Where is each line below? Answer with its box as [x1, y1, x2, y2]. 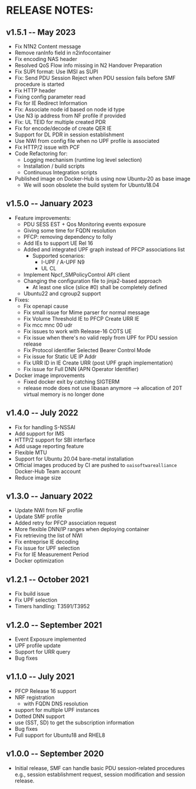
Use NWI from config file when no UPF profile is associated [14, 138, 159, 144]
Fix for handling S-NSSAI [14, 423, 76, 430]
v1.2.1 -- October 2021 [6, 574, 89, 584]
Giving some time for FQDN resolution [23, 226, 116, 234]
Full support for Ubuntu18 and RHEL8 [14, 731, 105, 739]
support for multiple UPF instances [14, 706, 100, 713]
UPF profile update [14, 642, 61, 649]
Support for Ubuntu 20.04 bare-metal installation [14, 455, 134, 462]
